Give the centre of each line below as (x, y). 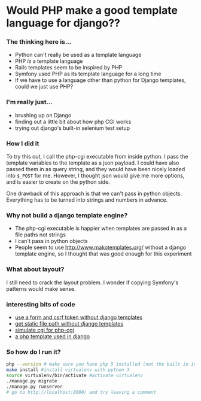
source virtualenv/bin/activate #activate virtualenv (75, 376)
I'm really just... (29, 102)
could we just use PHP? (44, 87)
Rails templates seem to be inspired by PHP (68, 68)
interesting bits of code (41, 304)
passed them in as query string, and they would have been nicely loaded (96, 169)
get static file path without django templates (69, 323)
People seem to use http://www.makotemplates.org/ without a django (100, 247)
